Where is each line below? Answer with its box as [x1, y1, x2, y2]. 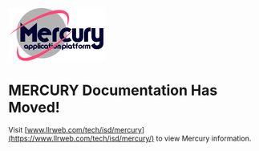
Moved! [8, 99, 60, 116]
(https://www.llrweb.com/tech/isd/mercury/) [8, 133, 155, 143]
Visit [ [8, 124, 28, 134]
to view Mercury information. [156, 133, 252, 143]
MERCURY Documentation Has [8, 81, 218, 100]
